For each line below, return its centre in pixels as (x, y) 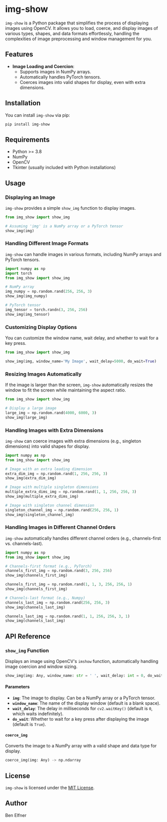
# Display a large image (31, 408)
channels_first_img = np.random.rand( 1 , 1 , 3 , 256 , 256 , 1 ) (69, 584)
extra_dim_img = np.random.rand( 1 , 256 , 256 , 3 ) (56, 474)
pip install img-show (28, 124)
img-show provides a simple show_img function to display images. (70, 208)
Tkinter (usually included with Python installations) (64, 167)
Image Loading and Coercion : (43, 66)
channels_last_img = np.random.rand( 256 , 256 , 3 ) (58, 602)
